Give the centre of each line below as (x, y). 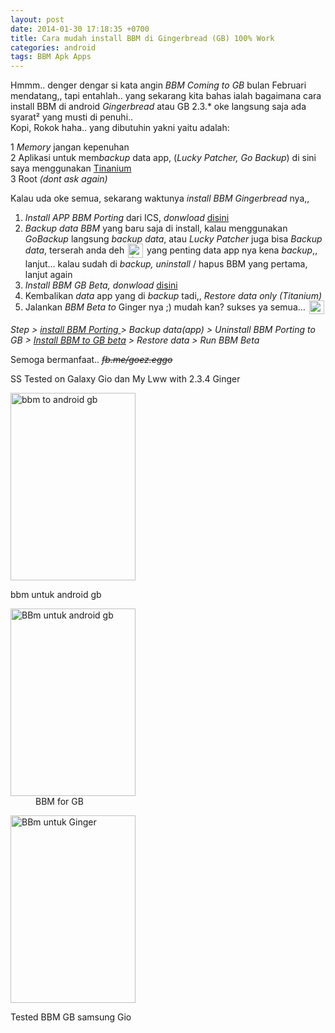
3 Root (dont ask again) (59, 179)
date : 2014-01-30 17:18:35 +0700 (80, 29)
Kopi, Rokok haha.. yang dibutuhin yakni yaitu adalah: (120, 128)
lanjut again (48, 275)
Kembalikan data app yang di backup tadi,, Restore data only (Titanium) (173, 296)
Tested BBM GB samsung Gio (71, 1017)
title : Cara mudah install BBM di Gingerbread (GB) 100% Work (142, 38)
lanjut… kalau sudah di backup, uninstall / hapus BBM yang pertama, (166, 264)
